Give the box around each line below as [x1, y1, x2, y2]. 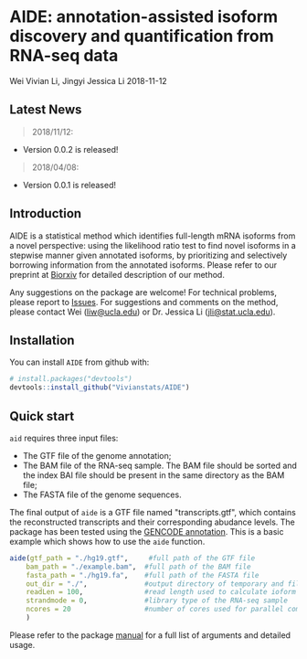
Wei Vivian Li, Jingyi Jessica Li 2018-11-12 [9, 75, 167, 86]
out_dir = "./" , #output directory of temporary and [26, 579, 284, 589]
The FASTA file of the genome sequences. [22, 489, 182, 500]
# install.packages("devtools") [9, 375, 132, 384]
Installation [9, 332, 75, 348]
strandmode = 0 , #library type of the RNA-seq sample [26, 596, 288, 605]
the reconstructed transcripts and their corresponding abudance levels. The [9, 516, 295, 527]
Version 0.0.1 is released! [22, 179, 117, 190]
